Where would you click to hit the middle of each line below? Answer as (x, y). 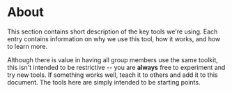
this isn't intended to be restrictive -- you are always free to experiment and (116, 67)
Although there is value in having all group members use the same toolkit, (113, 59)
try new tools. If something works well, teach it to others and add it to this (113, 75)
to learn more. (27, 46)
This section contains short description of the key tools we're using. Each (113, 31)
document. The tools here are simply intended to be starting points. (104, 82)
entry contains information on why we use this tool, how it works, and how (114, 38)
